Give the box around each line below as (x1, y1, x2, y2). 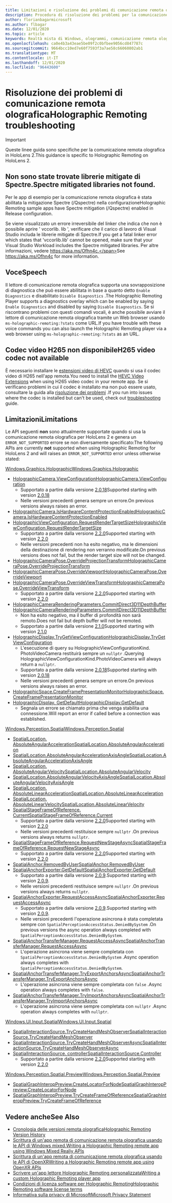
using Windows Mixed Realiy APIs (12, 1148, 84, 1154)
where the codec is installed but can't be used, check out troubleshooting (5, 394, 161, 401)
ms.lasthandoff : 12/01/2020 (5, 60, 66, 65)
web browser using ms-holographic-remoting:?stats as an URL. (5, 331, 140, 337)
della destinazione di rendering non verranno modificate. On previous (20, 547, 165, 553)
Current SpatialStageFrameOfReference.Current (12, 812, 113, 818)
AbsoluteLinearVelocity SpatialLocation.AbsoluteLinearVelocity (12, 801, 145, 807)
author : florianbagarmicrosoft (5, 17, 72, 22)
